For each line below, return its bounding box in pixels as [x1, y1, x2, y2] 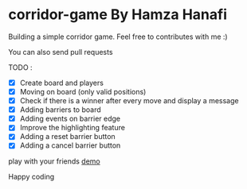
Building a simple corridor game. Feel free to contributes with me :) [8, 32, 229, 41]
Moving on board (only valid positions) [19, 87, 147, 96]
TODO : [8, 62, 33, 72]
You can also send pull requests [8, 47, 113, 56]
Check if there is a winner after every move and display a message [19, 96, 239, 106]
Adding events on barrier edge [19, 114, 121, 124]
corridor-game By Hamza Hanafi [8, 6, 227, 24]
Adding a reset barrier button [19, 132, 116, 141]
